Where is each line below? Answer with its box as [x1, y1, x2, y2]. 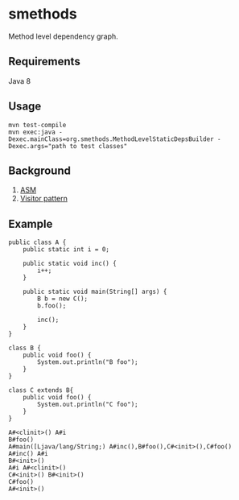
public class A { [8, 238, 67, 246]
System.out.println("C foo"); [37, 400, 138, 409]
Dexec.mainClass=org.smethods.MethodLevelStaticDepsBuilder [8, 134, 215, 143]
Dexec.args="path [8, 142, 67, 150]
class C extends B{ [8, 386, 74, 395]
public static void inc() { [23, 259, 117, 268]
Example [8, 217, 53, 230]
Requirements [8, 55, 80, 68]
